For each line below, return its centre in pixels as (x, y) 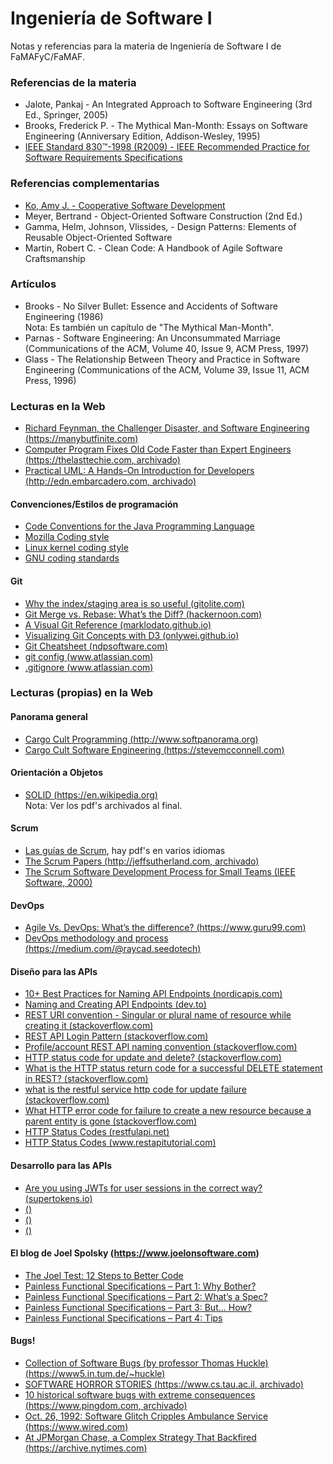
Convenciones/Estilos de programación (94, 504)
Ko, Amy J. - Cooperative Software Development (125, 205)
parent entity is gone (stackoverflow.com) (111, 1121)
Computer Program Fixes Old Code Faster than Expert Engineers (158, 449)
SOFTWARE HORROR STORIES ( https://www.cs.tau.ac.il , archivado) (164, 1384)
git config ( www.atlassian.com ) (89, 656)
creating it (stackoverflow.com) (89, 1026)
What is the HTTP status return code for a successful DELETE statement (173, 1068)
